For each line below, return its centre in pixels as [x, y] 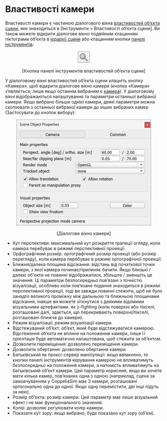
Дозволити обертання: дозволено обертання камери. [70, 349]
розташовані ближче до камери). [48, 317]
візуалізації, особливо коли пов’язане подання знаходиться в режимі [86, 285]
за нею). [21, 391]
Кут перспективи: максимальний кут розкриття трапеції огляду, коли [86, 243]
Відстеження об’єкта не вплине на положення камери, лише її [79, 333]
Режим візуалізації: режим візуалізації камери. [63, 322]
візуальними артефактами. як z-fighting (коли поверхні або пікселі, [84, 306]
